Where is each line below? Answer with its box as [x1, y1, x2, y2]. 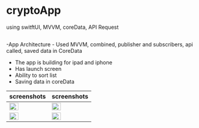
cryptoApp [6, 4, 61, 17]
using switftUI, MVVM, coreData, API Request [6, 23, 119, 31]
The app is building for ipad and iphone [14, 59, 112, 66]
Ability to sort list [14, 72, 57, 79]
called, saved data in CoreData [6, 47, 82, 55]
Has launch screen [14, 66, 62, 73]
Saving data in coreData [14, 78, 75, 85]
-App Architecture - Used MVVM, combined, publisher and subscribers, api [6, 41, 194, 48]
